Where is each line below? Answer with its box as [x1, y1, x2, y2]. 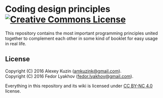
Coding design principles [5, 3, 111, 15]
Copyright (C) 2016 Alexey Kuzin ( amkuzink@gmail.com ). [5, 68, 122, 74]
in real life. [5, 40, 26, 46]
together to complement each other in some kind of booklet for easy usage [5, 35, 158, 41]
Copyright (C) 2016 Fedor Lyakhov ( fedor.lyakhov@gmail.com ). [5, 73, 133, 79]
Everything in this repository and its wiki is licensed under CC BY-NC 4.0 [5, 83, 153, 89]
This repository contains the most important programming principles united [5, 30, 158, 36]
